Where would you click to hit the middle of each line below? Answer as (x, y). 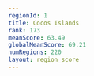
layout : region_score (44, 60)
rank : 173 (24, 30)
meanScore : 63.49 (37, 38)
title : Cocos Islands (44, 23)
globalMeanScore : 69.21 (47, 45)
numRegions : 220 (35, 52)
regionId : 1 (28, 15)
